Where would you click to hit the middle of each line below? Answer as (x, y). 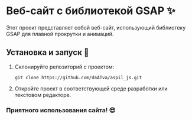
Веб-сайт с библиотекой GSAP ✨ (91, 11)
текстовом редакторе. (43, 95)
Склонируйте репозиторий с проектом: (64, 67)
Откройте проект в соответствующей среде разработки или (91, 88)
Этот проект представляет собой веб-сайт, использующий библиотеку (96, 27)
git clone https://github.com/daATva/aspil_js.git (78, 77)
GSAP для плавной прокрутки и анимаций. (60, 34)
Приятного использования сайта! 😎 (61, 110)
